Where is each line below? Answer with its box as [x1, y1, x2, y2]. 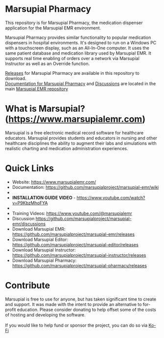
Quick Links [5, 163, 54, 174]
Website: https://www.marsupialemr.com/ [12, 179, 96, 185]
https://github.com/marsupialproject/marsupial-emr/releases [12, 231, 135, 237]
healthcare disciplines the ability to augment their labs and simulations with [5, 140, 157, 146]
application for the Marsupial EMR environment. [5, 25, 101, 31]
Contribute [5, 280, 50, 291]
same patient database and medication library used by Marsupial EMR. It [5, 50, 152, 56]
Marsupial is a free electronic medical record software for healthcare [5, 129, 143, 136]
